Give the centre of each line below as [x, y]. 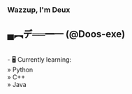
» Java [17, 84]
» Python [20, 69]
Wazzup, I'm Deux [39, 10]
